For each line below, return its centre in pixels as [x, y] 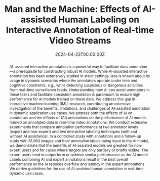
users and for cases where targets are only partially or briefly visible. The [85, 150]
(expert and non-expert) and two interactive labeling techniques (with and [73, 131]
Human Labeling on [99, 20]
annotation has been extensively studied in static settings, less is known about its [80, 76]
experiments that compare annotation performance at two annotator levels [74, 127]
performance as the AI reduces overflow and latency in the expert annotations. [78, 164]
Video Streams [80, 41]
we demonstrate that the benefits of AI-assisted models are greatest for [71, 145]
